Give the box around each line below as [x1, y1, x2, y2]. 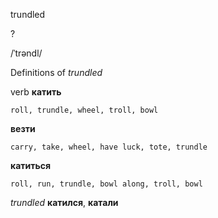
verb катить [10, 86, 62, 98]
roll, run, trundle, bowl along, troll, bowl [10, 179, 203, 189]
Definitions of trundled [10, 67, 103, 78]
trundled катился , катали [10, 197, 119, 208]
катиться [10, 160, 52, 171]
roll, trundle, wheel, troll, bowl [10, 105, 159, 115]
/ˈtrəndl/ [10, 47, 43, 59]
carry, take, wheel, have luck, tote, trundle [10, 142, 208, 152]
